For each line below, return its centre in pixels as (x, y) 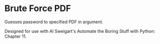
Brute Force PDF (38, 8)
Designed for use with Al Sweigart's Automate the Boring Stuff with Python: (80, 31)
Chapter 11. (16, 36)
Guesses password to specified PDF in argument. (54, 22)
